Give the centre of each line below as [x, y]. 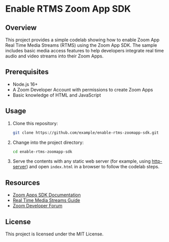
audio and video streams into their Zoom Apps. [54, 56]
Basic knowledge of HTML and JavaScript [57, 95]
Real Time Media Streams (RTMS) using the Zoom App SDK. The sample [81, 45]
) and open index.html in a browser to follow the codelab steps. [93, 167]
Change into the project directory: [48, 142]
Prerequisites [27, 72]
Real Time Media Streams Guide [46, 200]
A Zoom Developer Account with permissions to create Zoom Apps [83, 89]
